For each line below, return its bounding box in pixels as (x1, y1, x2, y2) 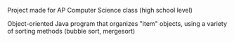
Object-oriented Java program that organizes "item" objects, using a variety (7, 20, 227, 27)
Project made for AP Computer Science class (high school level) (7, 6, 193, 14)
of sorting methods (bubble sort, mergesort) (7, 27, 136, 35)
